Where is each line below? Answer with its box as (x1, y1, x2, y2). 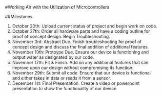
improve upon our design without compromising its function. (12, 65, 134, 71)
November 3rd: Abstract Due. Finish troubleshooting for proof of (12, 39, 142, 45)
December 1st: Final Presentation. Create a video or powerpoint (12, 80, 140, 86)
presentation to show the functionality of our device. (12, 86, 118, 91)
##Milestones (5, 14, 33, 19)
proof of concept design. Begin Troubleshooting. (12, 34, 110, 39)
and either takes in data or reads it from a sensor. (12, 75, 111, 81)
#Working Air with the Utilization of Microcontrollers (5, 4, 110, 10)
